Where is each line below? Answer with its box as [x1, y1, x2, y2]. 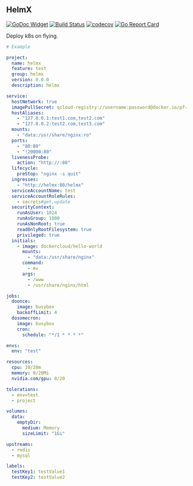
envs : [6, 343, 20, 349]
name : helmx [11, 60, 42, 66]
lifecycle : [11, 166, 39, 172]
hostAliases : [11, 110, 44, 116]
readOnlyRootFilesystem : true [17, 227, 92, 233]
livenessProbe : [11, 154, 49, 160]
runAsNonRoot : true [17, 221, 66, 227]
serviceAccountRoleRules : [11, 193, 76, 199]
